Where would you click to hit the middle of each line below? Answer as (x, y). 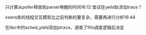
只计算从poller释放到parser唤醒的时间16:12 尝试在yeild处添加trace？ (74, 7)
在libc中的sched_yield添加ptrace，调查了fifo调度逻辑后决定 (65, 27)
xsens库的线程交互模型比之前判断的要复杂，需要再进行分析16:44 (70, 17)
